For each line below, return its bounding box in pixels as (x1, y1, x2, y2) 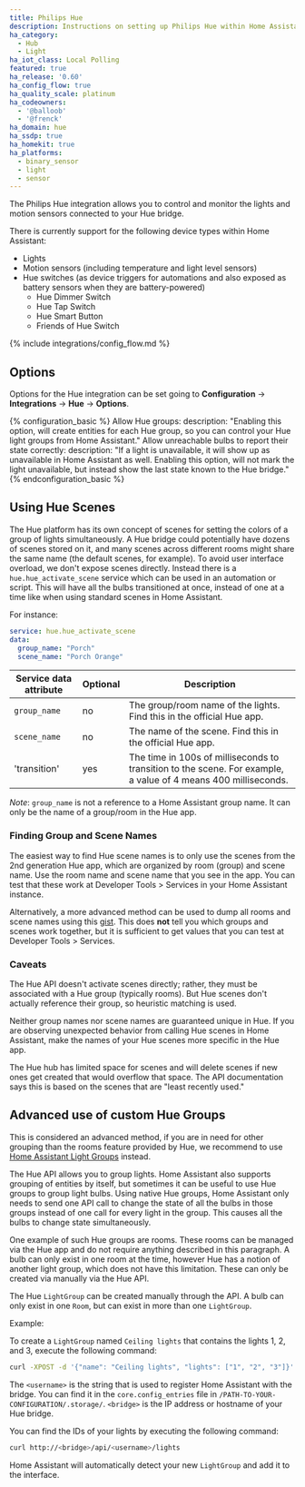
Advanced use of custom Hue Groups (9, 1108, 226, 1123)
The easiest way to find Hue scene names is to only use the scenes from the (9, 850, 296, 861)
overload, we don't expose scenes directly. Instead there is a (9, 562, 237, 573)
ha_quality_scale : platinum (9, 89, 116, 98)
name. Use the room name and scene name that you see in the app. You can (9, 869, 295, 881)
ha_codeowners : (9, 97, 67, 107)
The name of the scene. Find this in (128, 725, 279, 738)
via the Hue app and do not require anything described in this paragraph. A (9, 1244, 290, 1255)
